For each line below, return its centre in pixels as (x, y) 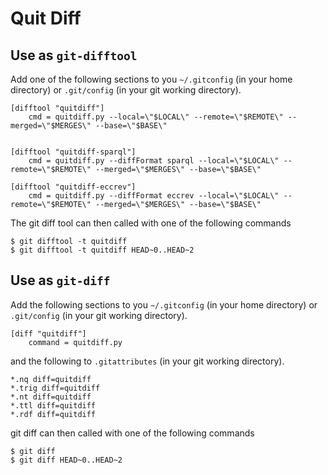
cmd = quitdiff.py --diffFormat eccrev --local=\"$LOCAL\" (154, 196)
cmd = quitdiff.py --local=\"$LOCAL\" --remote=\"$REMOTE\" (156, 117)
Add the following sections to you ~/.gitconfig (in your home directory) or (164, 304)
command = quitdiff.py (75, 342)
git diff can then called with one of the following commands (132, 433)
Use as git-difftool (74, 55)
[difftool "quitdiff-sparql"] (73, 152)
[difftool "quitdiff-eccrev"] (73, 187)
